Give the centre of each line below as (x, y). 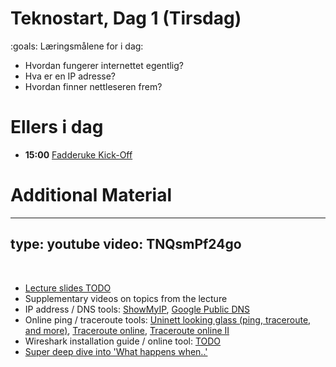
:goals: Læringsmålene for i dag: (77, 46)
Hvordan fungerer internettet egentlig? (104, 65)
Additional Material (91, 195)
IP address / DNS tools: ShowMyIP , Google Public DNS (137, 309)
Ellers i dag (57, 127)
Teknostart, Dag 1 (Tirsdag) (126, 18)
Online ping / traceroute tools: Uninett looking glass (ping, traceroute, (168, 319)
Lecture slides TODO (68, 288)
